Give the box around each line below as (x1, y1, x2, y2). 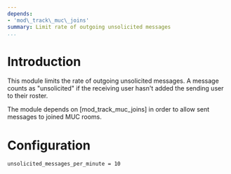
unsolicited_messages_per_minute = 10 (7, 161, 121, 168)
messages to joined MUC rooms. (7, 113, 102, 121)
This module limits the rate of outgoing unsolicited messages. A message (7, 76, 219, 85)
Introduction (7, 53, 81, 69)
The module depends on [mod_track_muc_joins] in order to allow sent (7, 105, 210, 114)
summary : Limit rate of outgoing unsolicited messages (7, 23, 171, 30)
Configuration (7, 138, 91, 153)
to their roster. (7, 92, 48, 100)
